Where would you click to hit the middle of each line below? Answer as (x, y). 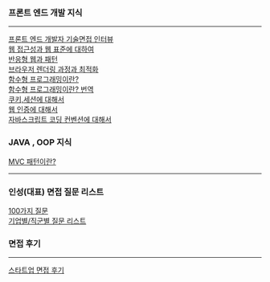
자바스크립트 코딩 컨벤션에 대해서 (60, 120)
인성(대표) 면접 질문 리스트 (56, 192)
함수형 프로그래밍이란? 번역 (51, 89)
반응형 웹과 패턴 (33, 59)
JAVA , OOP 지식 (40, 142)
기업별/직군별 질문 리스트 (47, 221)
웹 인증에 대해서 (33, 109)
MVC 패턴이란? (32, 161)
